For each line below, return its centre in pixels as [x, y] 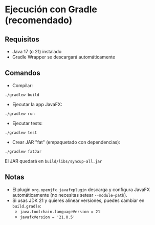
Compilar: [23, 85]
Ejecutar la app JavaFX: [37, 104]
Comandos [23, 73]
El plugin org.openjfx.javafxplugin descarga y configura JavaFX [81, 189]
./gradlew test [21, 132]
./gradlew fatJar [23, 151]
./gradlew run [20, 114]
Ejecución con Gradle [51, 9]
